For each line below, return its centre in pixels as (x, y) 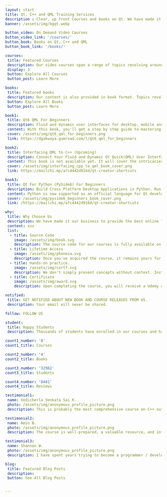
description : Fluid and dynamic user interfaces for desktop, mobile (81, 125)
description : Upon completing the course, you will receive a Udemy (86, 286)
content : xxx (21, 226)
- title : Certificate (32, 277)
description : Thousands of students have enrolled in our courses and (82, 332)
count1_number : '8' (25, 341)
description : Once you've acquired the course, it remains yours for (88, 258)
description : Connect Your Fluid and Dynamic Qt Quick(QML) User (76, 157)
